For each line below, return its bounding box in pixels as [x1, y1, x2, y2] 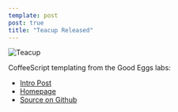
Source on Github [19, 95, 78, 105]
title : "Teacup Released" [8, 26, 93, 34]
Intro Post [19, 78, 52, 88]
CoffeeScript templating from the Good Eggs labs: [8, 63, 172, 73]
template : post [8, 11, 59, 20]
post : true [8, 19, 44, 27]
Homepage [19, 87, 57, 96]
